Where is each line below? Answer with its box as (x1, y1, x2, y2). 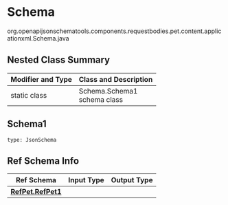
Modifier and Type (10, 74, 72, 84)
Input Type (68, 175, 104, 185)
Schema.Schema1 (78, 86, 138, 96)
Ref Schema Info (7, 155, 80, 166)
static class (10, 90, 47, 100)
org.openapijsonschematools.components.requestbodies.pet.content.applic (7, 27, 222, 35)
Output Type (111, 175, 153, 185)
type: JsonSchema (7, 136, 57, 143)
